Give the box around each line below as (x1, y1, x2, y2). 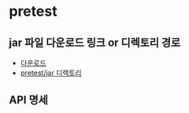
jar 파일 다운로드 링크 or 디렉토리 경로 (9, 36, 181, 49)
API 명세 (9, 93, 48, 107)
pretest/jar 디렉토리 (20, 68, 82, 77)
